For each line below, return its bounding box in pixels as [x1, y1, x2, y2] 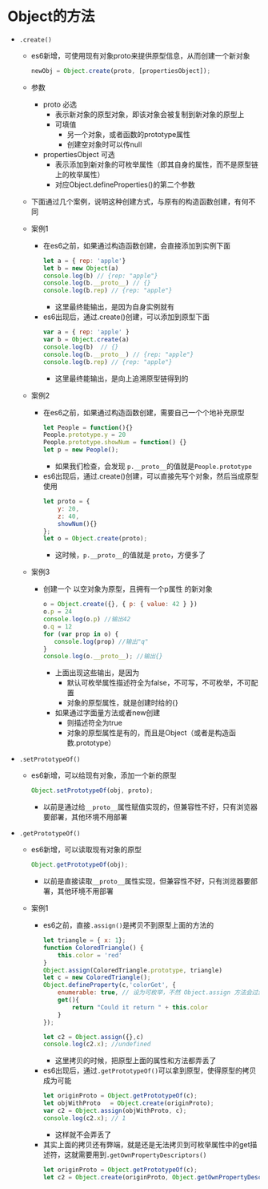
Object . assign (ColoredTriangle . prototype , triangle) [42, 966, 223, 974]
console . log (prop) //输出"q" [54, 637, 149, 645]
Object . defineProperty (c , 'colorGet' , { [42, 981, 177, 989]
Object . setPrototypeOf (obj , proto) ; [30, 787, 154, 795]
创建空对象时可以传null [66, 140, 142, 149]
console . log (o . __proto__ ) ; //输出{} [42, 653, 163, 661]
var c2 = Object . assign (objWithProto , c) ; [42, 1107, 187, 1115]
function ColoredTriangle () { [42, 944, 144, 952]
